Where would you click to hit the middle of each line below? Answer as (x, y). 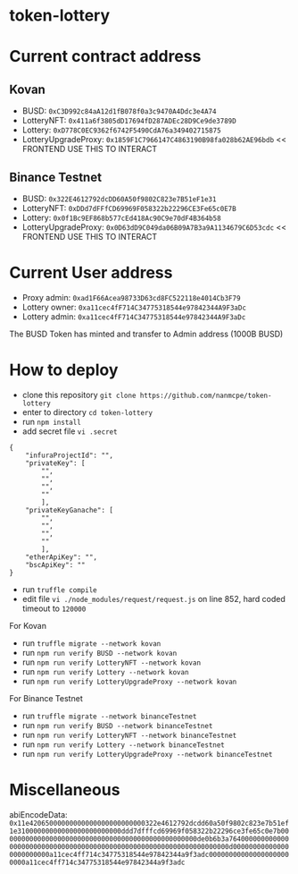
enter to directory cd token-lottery (87, 412)
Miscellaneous (65, 790)
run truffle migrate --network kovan (91, 643)
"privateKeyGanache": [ (70, 510)
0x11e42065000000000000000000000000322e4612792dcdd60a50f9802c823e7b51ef (149, 823)
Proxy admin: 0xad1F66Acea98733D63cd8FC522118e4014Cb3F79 (131, 297)
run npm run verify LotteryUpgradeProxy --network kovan (129, 681)
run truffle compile (59, 589)
